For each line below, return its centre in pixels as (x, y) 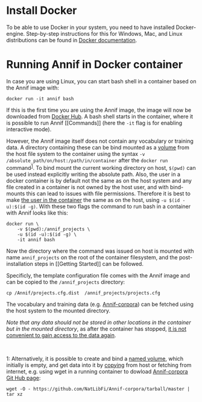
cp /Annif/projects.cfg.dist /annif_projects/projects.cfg (84, 293)
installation (20, 264)
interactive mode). (29, 129)
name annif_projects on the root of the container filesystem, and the (92, 257)
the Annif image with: (33, 88)
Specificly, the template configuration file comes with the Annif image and (98, 275)
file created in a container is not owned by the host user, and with (87, 187)
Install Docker (42, 11)
